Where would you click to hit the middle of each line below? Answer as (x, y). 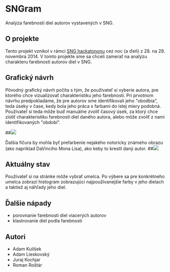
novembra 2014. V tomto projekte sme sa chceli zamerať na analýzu (76, 56)
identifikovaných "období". (33, 122)
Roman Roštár (27, 265)
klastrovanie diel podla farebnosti (47, 221)
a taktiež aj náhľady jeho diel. (36, 187)
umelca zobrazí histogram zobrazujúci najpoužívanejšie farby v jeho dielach (84, 182)
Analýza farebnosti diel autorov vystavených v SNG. (60, 23)
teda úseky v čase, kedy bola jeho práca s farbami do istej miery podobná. (83, 106)
